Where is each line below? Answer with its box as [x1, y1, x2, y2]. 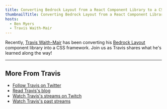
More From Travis [5, 69, 61, 78]
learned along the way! [5, 50, 52, 56]
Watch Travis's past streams [12, 98, 71, 104]
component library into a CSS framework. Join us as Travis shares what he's [5, 45, 162, 51]
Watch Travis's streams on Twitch [12, 93, 82, 99]
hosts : [5, 16, 19, 21]
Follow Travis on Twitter [12, 82, 62, 88]
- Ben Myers [9, 21, 35, 26]
